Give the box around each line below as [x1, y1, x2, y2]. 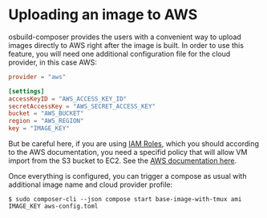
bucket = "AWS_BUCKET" [8, 109, 84, 117]
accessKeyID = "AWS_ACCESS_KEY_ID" [8, 94, 127, 103]
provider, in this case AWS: [8, 57, 98, 67]
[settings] [8, 87, 45, 95]
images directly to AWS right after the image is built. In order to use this [8, 40, 245, 50]
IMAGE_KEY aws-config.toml [8, 202, 99, 211]
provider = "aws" [8, 73, 67, 81]
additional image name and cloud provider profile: [8, 180, 173, 189]
